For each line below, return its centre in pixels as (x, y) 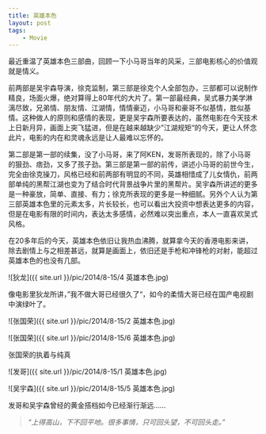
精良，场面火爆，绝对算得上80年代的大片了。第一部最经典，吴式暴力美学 (127, 98)
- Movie (35, 38)
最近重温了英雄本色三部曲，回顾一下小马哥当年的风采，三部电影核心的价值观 (133, 61)
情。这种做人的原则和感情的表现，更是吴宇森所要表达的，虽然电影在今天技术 (133, 118)
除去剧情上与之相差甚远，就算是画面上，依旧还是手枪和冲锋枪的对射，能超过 (133, 251)
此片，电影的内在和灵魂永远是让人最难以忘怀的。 (88, 138)
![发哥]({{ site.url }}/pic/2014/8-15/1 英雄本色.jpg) (88, 372)
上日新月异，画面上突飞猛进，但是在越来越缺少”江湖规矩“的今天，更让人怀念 (133, 128)
